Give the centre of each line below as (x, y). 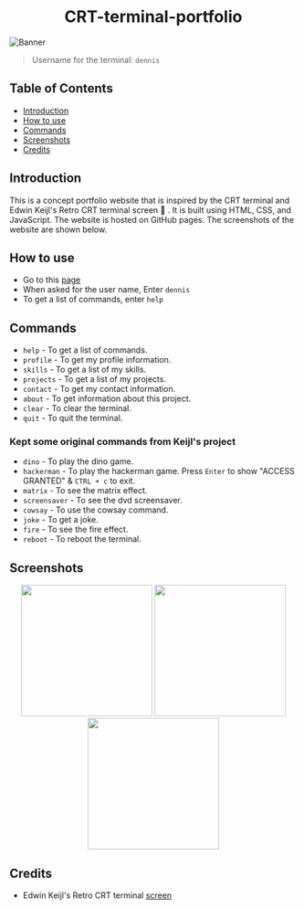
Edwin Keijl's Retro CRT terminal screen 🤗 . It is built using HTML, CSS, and (151, 210)
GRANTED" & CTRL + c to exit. (79, 481)
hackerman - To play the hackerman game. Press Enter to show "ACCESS (158, 471)
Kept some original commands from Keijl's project (122, 442)
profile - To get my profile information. (97, 360)
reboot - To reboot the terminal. (82, 539)
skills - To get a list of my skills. (84, 370)
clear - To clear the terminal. (77, 408)
